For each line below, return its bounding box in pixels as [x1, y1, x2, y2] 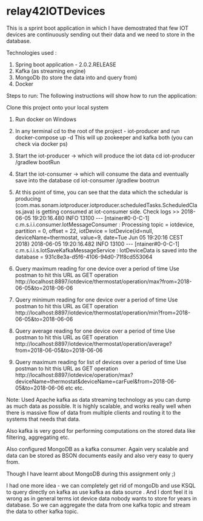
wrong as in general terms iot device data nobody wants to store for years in [6, 494, 197, 502]
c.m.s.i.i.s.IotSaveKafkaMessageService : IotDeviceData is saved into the [15, 246, 198, 254]
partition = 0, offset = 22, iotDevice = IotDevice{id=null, [15, 227, 153, 235]
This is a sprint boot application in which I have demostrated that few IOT [6, 24, 189, 32]
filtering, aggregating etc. [6, 433, 70, 441]
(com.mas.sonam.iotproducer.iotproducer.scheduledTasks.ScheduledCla [15, 201, 198, 209]
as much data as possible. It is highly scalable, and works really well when [6, 402, 191, 410]
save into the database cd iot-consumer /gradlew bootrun [15, 176, 159, 184]
